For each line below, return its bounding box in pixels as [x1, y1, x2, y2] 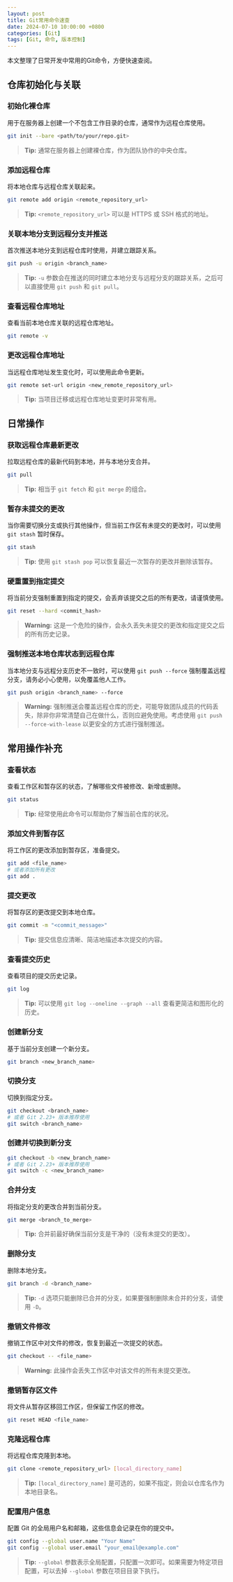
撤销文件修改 [7, 1321, 51, 1331]
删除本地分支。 [7, 1266, 50, 1275]
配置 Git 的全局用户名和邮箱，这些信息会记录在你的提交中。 [7, 1524, 178, 1532]
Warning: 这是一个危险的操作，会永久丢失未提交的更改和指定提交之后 [24, 621, 225, 629]
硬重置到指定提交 [7, 577, 65, 587]
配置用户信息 [7, 1507, 51, 1516]
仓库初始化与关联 [7, 78, 81, 91]
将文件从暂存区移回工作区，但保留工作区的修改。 [7, 1402, 148, 1411]
